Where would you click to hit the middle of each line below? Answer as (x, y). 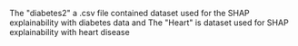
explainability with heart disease (70, 32)
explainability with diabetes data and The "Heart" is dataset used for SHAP (149, 23)
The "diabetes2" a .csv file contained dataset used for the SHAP (129, 13)
